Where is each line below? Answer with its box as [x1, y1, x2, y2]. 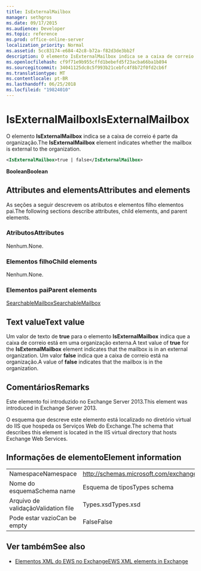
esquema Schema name [9, 486, 76, 495]
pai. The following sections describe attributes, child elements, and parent [6, 208, 187, 215]
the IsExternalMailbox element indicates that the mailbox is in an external [6, 345, 188, 353]
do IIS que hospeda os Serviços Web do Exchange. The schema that [6, 422, 173, 429]
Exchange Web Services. [6, 435, 68, 443]
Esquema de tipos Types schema [83, 483, 174, 491]
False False [83, 517, 112, 525]
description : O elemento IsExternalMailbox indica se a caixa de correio [6, 53, 194, 59]
